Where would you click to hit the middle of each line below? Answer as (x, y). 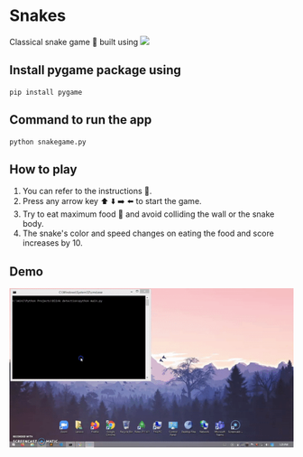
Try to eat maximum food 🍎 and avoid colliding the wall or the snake (148, 214)
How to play (43, 169)
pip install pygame (46, 92)
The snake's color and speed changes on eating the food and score (148, 233)
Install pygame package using (96, 70)
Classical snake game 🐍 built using (74, 42)
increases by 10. (52, 243)
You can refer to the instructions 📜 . (87, 191)
